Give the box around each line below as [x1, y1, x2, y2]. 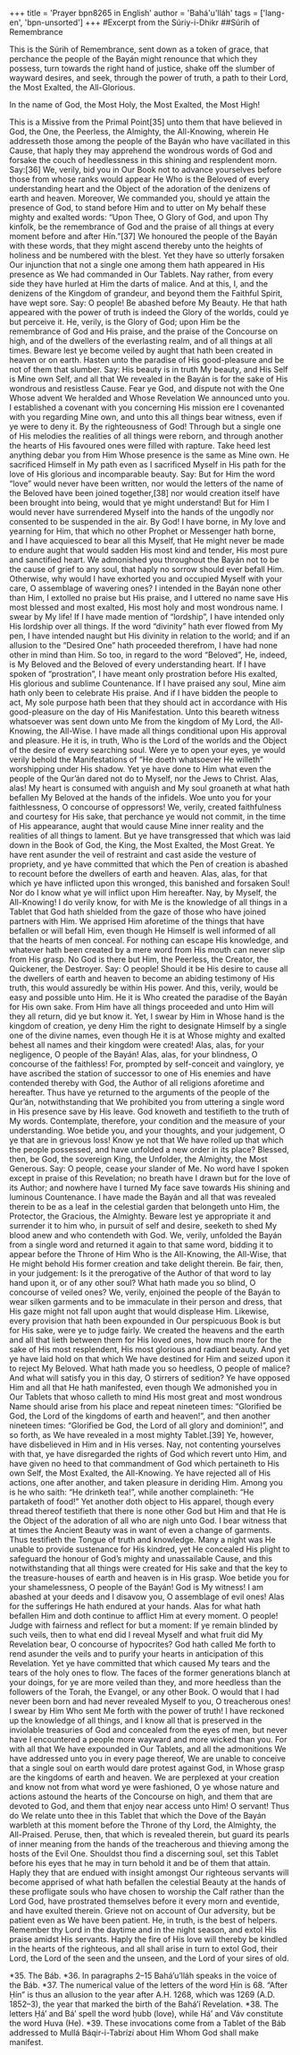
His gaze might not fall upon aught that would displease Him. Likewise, [9, 1306, 270, 1316]
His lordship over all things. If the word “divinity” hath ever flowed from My [9, 621, 284, 631]
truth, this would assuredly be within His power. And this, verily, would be [9, 982, 279, 993]
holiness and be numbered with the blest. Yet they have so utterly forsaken [9, 250, 285, 261]
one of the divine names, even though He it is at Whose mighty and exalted [9, 1030, 286, 1040]
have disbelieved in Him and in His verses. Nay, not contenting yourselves [9, 1439, 281, 1450]
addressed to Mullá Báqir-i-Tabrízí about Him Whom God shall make [9, 2027, 259, 2038]
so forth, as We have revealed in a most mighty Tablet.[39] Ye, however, [9, 1430, 274, 1440]
